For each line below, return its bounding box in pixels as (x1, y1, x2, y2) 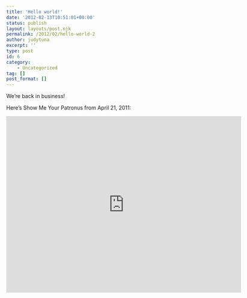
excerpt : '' (6, 43, 36, 49)
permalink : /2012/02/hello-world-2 (6, 31, 96, 37)
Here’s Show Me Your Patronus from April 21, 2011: (6, 104, 132, 111)
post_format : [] (6, 76, 47, 82)
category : (6, 59, 31, 65)
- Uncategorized (17, 64, 58, 71)
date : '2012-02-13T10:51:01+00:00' (6, 14, 96, 20)
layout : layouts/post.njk (6, 25, 71, 32)
